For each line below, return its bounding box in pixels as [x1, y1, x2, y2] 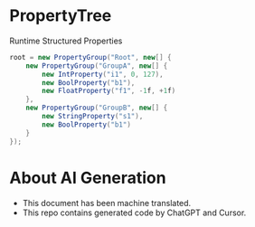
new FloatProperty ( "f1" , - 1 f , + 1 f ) [42, 87, 176, 96]
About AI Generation [9, 167, 166, 188]
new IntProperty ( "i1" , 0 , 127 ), [42, 70, 165, 79]
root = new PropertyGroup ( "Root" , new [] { [9, 52, 172, 61]
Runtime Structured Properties [9, 35, 123, 46]
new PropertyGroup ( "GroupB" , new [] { [25, 103, 168, 113]
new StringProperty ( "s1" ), [42, 112, 144, 121]
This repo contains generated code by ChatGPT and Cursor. [22, 207, 247, 218]
